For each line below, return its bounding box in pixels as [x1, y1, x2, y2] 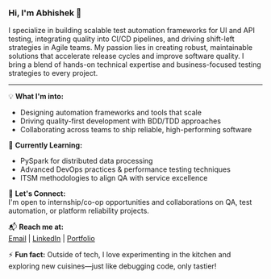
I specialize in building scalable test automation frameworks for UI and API [8, 26, 256, 35]
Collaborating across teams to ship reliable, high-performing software [19, 125, 252, 135]
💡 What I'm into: [8, 92, 65, 102]
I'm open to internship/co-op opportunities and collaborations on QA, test [8, 198, 252, 207]
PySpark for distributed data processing [19, 156, 153, 166]
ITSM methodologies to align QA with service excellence [19, 173, 208, 183]
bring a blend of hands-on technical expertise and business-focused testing [8, 60, 262, 69]
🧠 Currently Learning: [8, 140, 83, 150]
